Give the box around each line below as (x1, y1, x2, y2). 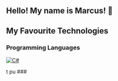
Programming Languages (6, 43, 81, 52)
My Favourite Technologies (6, 26, 109, 36)
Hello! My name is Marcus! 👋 (6, 6, 113, 16)
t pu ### (6, 68, 27, 75)
